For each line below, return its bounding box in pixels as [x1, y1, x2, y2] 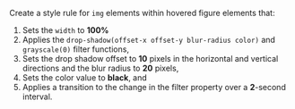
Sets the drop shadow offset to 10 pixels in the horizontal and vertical [22, 54, 279, 63]
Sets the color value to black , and [22, 72, 148, 83]
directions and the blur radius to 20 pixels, [22, 63, 179, 73]
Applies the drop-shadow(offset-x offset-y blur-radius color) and [22, 35, 276, 45]
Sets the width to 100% [22, 25, 109, 35]
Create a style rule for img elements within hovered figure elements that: [9, 8, 275, 18]
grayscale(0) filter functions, [22, 44, 130, 54]
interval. [22, 91, 53, 102]
